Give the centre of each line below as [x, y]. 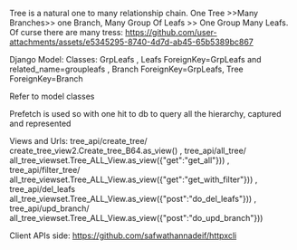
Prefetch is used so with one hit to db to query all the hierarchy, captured [146, 114]
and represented [40, 123]
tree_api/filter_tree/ [45, 170]
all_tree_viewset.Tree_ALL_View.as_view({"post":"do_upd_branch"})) [136, 218]
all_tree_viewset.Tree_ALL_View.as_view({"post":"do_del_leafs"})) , [133, 199]
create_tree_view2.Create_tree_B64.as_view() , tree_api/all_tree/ [128, 150]
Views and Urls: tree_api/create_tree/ [78, 141]
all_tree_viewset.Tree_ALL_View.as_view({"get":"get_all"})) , [120, 160]
